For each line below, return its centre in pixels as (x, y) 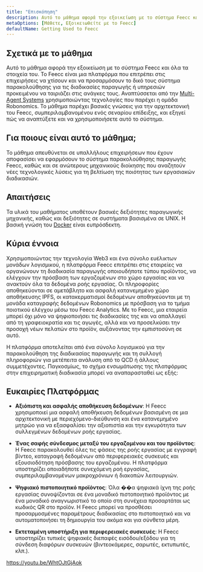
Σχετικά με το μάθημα (49, 53)
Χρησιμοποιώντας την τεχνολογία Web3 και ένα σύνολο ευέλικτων (92, 258)
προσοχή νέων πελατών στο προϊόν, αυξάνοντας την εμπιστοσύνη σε (94, 329)
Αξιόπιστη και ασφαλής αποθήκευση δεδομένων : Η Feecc (91, 406)
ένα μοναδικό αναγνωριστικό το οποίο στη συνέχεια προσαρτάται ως (102, 501)
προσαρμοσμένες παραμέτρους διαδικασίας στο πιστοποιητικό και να (103, 513)
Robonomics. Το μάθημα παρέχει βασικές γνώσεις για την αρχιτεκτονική (98, 106)
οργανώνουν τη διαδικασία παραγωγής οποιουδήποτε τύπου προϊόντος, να (101, 271)
